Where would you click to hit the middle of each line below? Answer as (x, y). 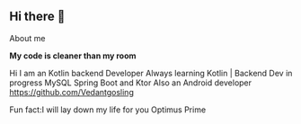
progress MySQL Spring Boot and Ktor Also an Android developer (131, 83)
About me (27, 38)
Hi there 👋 (37, 17)
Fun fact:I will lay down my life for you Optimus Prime (108, 110)
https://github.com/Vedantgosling (72, 92)
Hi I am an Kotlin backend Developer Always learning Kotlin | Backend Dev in (151, 73)
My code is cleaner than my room (73, 56)
